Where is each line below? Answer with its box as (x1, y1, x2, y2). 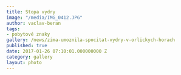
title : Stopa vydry (6, 8, 56, 15)
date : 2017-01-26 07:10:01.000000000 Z (6, 48, 108, 54)
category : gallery (6, 54, 53, 60)
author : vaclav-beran (6, 20, 61, 26)
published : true (6, 43, 47, 49)
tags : (6, 25, 20, 32)
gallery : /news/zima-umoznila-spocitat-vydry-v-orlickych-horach (6, 37, 175, 43)
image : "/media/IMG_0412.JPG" (6, 15, 83, 21)
